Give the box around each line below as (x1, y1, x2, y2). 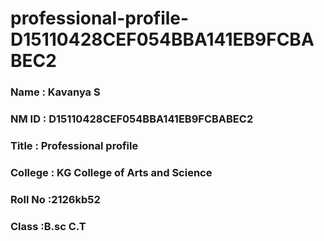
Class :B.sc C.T (10, 219, 87, 233)
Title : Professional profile (10, 138, 139, 152)
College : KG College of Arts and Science (10, 165, 213, 179)
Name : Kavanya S (10, 85, 101, 99)
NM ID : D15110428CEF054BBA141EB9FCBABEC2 (10, 112, 254, 126)
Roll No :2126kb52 (10, 192, 101, 206)
